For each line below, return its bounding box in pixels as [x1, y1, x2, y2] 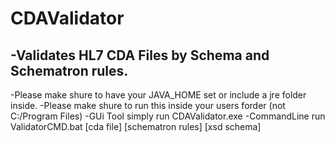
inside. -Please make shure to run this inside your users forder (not [10, 100, 286, 111]
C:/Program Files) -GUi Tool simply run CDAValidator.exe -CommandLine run [10, 110, 326, 122]
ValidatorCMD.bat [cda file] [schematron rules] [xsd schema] [10, 121, 262, 132]
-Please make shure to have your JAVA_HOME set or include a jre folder [10, 89, 307, 101]
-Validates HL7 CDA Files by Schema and [10, 47, 270, 64]
